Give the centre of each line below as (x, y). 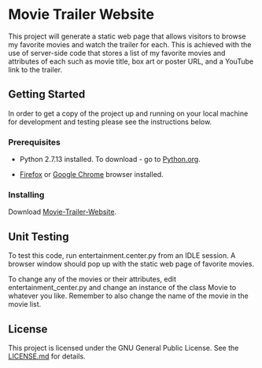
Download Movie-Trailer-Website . (62, 212)
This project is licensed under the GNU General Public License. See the (124, 348)
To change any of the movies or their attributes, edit (92, 279)
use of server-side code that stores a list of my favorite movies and (117, 53)
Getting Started (47, 95)
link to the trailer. (35, 69)
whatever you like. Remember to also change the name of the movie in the (129, 296)
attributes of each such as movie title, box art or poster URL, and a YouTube (131, 61)
